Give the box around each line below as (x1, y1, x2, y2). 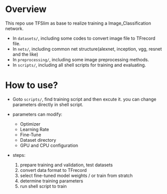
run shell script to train (20, 183, 67, 189)
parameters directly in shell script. (12, 102, 83, 108)
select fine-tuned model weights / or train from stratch (20, 172, 133, 178)
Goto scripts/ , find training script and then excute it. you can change (12, 96, 157, 102)
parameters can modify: (12, 111, 63, 117)
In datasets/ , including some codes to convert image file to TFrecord (12, 35, 155, 41)
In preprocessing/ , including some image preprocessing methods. (12, 56, 149, 62)
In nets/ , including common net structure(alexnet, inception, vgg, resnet (12, 46, 162, 52)
